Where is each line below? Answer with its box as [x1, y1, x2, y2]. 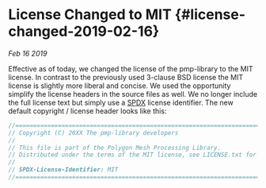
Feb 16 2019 [8, 48, 47, 58]
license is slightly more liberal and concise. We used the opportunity [8, 81, 231, 90]
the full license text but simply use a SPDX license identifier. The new [8, 98, 234, 107]
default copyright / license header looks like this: [8, 106, 167, 116]
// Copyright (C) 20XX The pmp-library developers [8, 129, 179, 136]
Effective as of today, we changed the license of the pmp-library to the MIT [8, 63, 253, 73]
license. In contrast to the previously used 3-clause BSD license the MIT [8, 72, 244, 82]
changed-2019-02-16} [8, 22, 160, 40]
